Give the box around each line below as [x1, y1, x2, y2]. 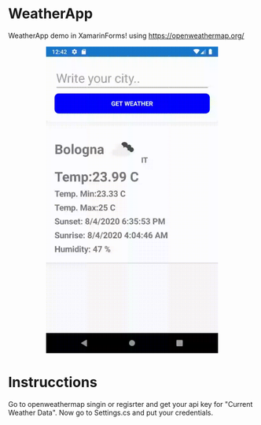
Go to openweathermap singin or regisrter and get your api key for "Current [8, 400, 253, 409]
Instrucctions [8, 374, 98, 391]
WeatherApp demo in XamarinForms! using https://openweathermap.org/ [8, 31, 245, 40]
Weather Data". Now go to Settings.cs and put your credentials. [8, 408, 214, 418]
